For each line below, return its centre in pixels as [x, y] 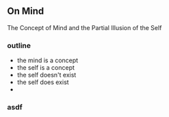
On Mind [26, 11]
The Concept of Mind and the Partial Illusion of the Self [84, 27]
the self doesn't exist [47, 75]
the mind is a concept [48, 60]
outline [19, 45]
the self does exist [43, 82]
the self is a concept [46, 68]
